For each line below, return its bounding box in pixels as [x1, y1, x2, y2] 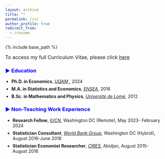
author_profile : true [5, 21, 50, 26]
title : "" [5, 12, 26, 17]
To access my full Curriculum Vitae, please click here [5, 54, 130, 60]
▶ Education [5, 67, 36, 74]
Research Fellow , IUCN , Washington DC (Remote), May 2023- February [12, 117, 161, 123]
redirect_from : [5, 26, 37, 31]
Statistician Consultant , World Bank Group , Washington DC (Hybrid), [12, 130, 156, 136]
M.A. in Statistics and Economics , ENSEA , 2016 [11, 86, 111, 92]
